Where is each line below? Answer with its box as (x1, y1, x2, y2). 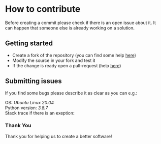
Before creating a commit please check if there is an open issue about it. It (5, 20, 156, 26)
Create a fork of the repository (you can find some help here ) (12, 52, 136, 58)
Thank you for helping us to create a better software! (5, 133, 112, 139)
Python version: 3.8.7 (5, 105, 48, 111)
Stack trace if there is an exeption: (5, 110, 75, 116)
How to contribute (5, 3, 81, 15)
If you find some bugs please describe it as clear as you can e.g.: (5, 90, 137, 96)
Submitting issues (5, 77, 62, 86)
